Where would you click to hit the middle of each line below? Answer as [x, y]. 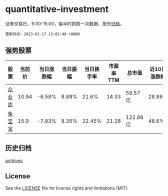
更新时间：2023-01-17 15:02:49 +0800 [42, 34]
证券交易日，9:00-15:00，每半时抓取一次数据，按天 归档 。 [65, 23]
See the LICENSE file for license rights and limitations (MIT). [67, 188]
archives [14, 160]
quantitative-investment [57, 9]
